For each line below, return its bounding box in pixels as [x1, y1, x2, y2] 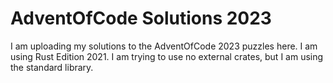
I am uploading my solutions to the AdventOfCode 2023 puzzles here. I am [10, 40, 318, 52]
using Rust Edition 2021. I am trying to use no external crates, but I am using [10, 50, 324, 62]
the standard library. [10, 61, 94, 73]
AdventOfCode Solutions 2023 [10, 7, 272, 30]
